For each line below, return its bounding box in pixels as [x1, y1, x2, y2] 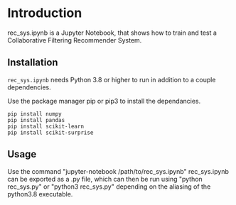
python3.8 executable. [7, 189, 73, 198]
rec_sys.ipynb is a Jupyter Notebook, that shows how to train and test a [7, 28, 217, 37]
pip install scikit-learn [7, 123, 84, 130]
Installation [7, 57, 58, 69]
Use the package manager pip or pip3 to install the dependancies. [7, 96, 201, 105]
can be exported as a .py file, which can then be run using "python [7, 174, 203, 183]
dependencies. [7, 83, 51, 92]
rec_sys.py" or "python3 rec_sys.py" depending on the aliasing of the [7, 182, 211, 191]
